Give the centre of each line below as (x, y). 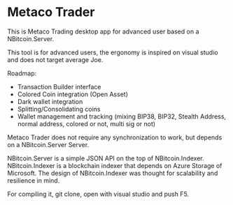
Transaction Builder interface (59, 86)
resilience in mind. (34, 180)
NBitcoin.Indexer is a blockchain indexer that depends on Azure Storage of (115, 165)
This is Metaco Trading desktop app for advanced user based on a (103, 31)
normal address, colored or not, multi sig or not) (86, 123)
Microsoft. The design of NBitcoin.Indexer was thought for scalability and (113, 173)
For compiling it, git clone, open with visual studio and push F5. (98, 194)
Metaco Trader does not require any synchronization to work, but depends (115, 137)
